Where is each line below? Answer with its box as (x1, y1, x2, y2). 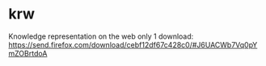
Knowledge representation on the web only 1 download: (8, 31, 194, 41)
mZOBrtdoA (8, 48, 48, 58)
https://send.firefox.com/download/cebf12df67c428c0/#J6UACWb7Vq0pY (8, 39, 258, 49)
